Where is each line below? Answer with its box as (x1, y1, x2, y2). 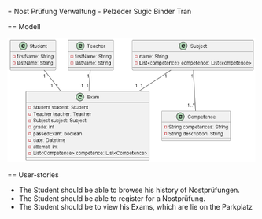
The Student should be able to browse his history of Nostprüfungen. (18, 185, 241, 195)
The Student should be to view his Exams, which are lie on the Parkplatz (18, 202, 253, 211)
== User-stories (7, 169, 60, 180)
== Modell (7, 22, 41, 31)
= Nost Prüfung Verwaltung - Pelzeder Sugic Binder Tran (7, 7, 192, 16)
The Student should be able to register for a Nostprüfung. (18, 193, 206, 203)
